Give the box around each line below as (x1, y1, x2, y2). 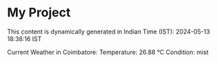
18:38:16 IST (7, 34, 42, 42)
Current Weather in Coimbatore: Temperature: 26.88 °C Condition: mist (7, 48, 209, 56)
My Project (7, 5, 71, 21)
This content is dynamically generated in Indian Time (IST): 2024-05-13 (7, 27, 210, 36)
